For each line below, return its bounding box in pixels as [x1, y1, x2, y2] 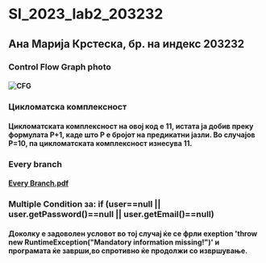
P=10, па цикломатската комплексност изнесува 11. [8, 138, 193, 148]
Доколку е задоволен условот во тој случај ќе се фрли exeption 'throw [8, 228, 258, 238]
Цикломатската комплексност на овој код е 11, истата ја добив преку [8, 121, 254, 131]
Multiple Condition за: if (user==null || [8, 198, 161, 210]
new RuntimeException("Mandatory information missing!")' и [8, 237, 220, 247]
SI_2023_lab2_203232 [8, 5, 164, 23]
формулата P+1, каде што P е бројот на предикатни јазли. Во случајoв [8, 130, 256, 140]
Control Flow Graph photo [8, 61, 111, 73]
